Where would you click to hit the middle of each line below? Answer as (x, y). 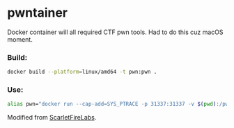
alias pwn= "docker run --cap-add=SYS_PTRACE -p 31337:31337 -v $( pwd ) (112, 104)
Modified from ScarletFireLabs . (52, 118)
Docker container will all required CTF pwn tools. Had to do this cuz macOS (115, 32)
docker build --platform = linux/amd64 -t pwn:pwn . (82, 72)
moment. (20, 39)
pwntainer (38, 13)
